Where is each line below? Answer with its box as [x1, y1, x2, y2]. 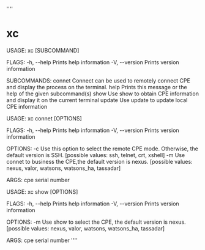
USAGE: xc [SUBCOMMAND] [6, 46, 80, 54]
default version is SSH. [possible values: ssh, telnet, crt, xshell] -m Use [6, 151, 185, 158]
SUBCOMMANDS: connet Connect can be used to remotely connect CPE [6, 76, 191, 84]
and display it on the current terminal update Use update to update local [6, 96, 188, 103]
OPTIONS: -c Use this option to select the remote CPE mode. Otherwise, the [6, 145, 199, 152]
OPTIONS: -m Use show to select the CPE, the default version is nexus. [6, 218, 186, 226]
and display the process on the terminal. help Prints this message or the [6, 83, 188, 90]
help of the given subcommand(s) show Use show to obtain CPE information [6, 90, 199, 97]
